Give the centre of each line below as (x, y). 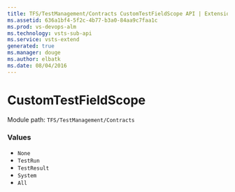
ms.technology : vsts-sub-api (50, 33)
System (27, 175)
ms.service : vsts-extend (43, 40)
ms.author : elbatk (34, 59)
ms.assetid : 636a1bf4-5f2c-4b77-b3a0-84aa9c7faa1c (83, 20)
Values (19, 138)
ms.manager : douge (34, 53)
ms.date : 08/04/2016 (37, 66)
